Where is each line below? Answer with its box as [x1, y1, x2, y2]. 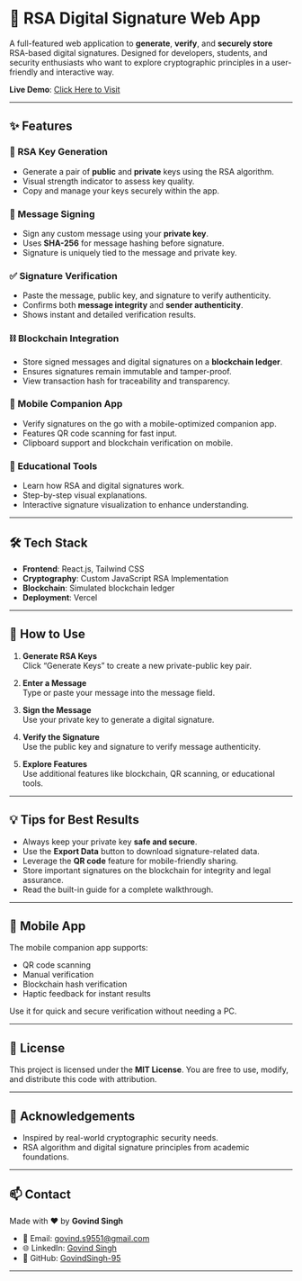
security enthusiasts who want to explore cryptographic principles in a [9, 57, 271, 68]
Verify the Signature [22, 731, 101, 742]
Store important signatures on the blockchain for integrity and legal [22, 864, 271, 876]
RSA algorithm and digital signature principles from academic [22, 1141, 250, 1152]
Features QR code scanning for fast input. [22, 428, 178, 438]
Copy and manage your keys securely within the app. [22, 185, 220, 196]
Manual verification [22, 970, 94, 980]
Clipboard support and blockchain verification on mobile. [22, 437, 234, 448]
